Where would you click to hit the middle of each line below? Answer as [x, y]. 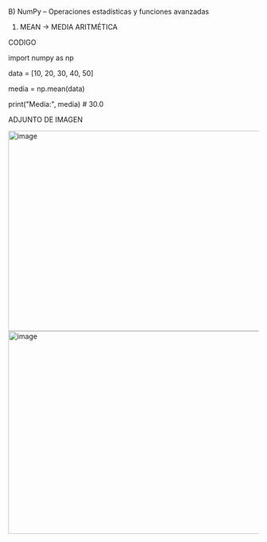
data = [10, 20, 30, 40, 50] [51, 73]
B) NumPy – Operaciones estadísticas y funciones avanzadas [108, 12]
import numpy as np [41, 58]
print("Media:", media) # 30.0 [56, 104]
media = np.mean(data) [46, 88]
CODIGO [22, 42]
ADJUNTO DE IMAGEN [46, 120]
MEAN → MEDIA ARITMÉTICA [68, 27]
